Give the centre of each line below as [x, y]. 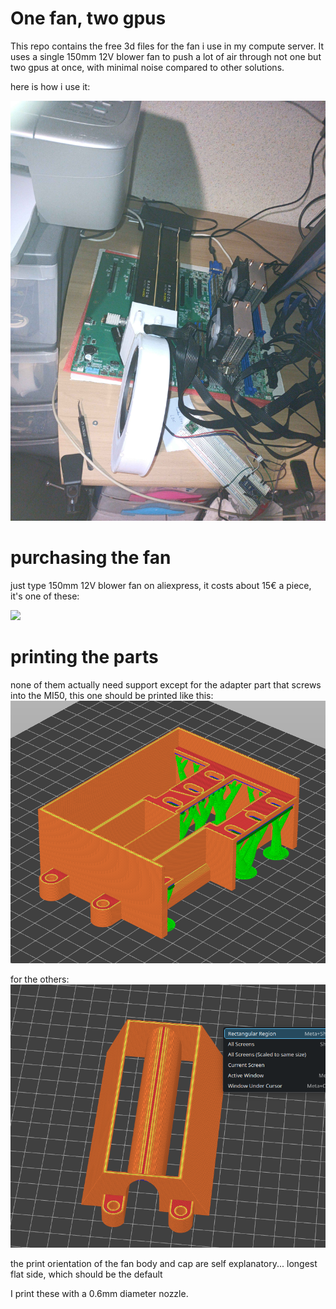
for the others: [40, 979]
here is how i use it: [50, 86]
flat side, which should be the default [86, 1274]
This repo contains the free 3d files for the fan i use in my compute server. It [167, 46]
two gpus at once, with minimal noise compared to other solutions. [147, 67]
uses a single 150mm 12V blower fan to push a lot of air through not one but [166, 56]
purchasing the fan [91, 558]
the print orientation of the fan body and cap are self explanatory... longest [164, 1263]
